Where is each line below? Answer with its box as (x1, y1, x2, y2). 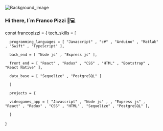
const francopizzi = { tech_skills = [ (5, 30, 76, 36)
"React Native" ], (5, 65, 43, 70)
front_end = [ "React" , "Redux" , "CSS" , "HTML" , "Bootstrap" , (9, 61, 150, 66)
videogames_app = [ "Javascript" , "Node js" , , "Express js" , (9, 99, 146, 105)
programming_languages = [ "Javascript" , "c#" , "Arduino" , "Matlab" (9, 40, 159, 44)
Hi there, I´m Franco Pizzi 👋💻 (5, 17, 76, 24)
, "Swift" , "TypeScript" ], (5, 44, 65, 49)
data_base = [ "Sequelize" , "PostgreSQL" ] (9, 74, 102, 79)
